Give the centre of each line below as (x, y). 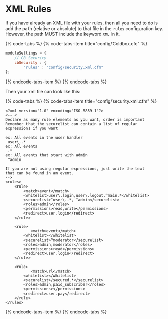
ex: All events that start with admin (46, 155)
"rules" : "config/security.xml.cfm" (63, 67)
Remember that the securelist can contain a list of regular (72, 124)
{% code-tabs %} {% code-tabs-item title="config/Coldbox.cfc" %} (76, 43)
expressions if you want (32, 129)
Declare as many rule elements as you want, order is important (75, 120)
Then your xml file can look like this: (43, 92)
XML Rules (29, 9)
